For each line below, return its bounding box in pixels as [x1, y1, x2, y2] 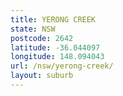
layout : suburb [10, 71, 74, 81]
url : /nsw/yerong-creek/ [10, 61, 114, 71]
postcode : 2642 [10, 33, 74, 43]
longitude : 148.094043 [10, 52, 105, 62]
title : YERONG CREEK [10, 14, 97, 25]
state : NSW [10, 24, 56, 34]
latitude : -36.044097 [10, 42, 101, 53]
